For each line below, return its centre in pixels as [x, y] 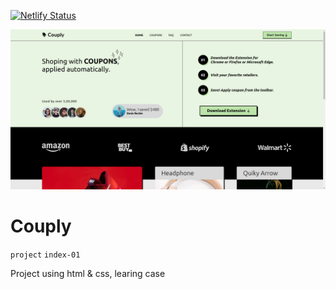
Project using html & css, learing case [88, 273]
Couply [41, 226]
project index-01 [45, 255]
